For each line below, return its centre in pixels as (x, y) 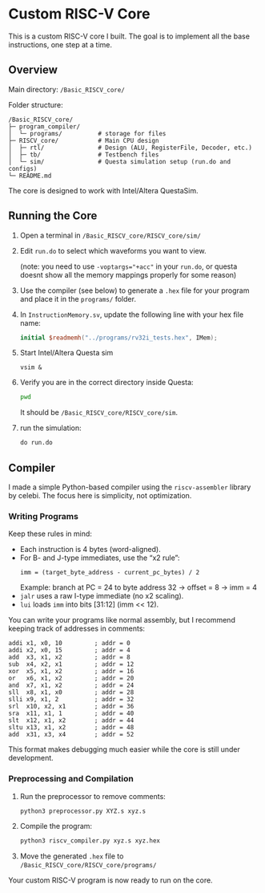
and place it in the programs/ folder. (78, 298)
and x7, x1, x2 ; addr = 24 (71, 686)
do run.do (36, 443)
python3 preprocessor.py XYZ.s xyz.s (83, 811)
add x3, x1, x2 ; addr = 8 (69, 658)
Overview (33, 70)
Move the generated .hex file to (72, 856)
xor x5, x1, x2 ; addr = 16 (71, 672)
